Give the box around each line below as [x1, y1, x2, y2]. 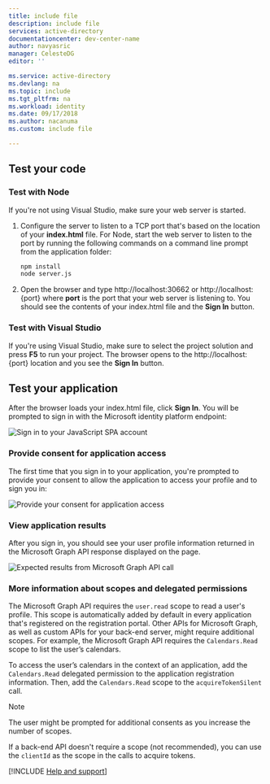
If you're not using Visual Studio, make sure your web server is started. [8, 205, 246, 215]
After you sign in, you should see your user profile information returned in [8, 538, 255, 548]
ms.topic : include [8, 87, 71, 95]
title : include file [8, 11, 79, 20]
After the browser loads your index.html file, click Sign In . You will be [8, 403, 239, 413]
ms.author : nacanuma [8, 117, 79, 126]
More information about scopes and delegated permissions [8, 582, 248, 594]
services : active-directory [8, 27, 104, 35]
